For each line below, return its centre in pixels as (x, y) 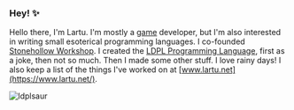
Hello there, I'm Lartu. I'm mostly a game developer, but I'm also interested (145, 33)
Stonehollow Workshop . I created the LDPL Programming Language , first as (147, 51)
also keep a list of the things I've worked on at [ (96, 70)
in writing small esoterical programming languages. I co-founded (127, 41)
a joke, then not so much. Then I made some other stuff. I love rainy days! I (145, 61)
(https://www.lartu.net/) (52, 79)
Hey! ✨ (24, 13)
